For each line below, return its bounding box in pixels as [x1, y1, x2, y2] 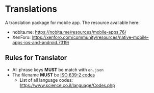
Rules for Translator [5, 54, 67, 62]
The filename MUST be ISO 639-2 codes [12, 72, 95, 78]
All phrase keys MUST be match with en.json [12, 67, 104, 72]
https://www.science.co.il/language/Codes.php [19, 82, 115, 88]
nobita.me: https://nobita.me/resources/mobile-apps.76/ [12, 29, 127, 35]
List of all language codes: [19, 77, 73, 83]
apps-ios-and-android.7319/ [12, 39, 70, 45]
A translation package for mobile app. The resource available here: [5, 20, 140, 25]
